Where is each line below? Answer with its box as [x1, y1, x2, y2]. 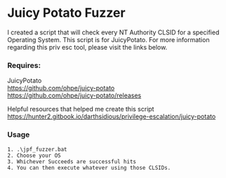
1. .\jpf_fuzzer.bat [7, 146, 68, 153]
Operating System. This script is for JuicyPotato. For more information [7, 35, 210, 43]
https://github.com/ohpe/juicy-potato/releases [7, 91, 142, 100]
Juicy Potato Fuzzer [7, 5, 126, 21]
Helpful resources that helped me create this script [7, 105, 154, 114]
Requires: [7, 60, 41, 70]
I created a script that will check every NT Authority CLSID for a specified [7, 28, 220, 36]
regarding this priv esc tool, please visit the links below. [7, 43, 168, 51]
